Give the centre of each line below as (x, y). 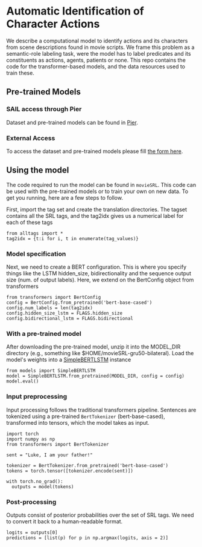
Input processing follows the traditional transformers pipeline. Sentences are (101, 410)
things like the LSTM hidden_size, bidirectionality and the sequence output (99, 273)
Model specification (36, 254)
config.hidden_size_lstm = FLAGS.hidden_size (64, 313)
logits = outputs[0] (32, 532)
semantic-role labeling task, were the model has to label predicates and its (99, 53)
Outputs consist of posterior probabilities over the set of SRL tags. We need (100, 515)
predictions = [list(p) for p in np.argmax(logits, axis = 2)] (87, 538)
